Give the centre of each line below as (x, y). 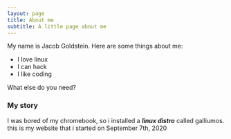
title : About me (30, 20)
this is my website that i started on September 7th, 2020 (87, 128)
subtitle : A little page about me (57, 26)
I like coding (34, 74)
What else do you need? (41, 88)
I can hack (32, 67)
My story (22, 106)
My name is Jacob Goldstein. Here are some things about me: (95, 46)
